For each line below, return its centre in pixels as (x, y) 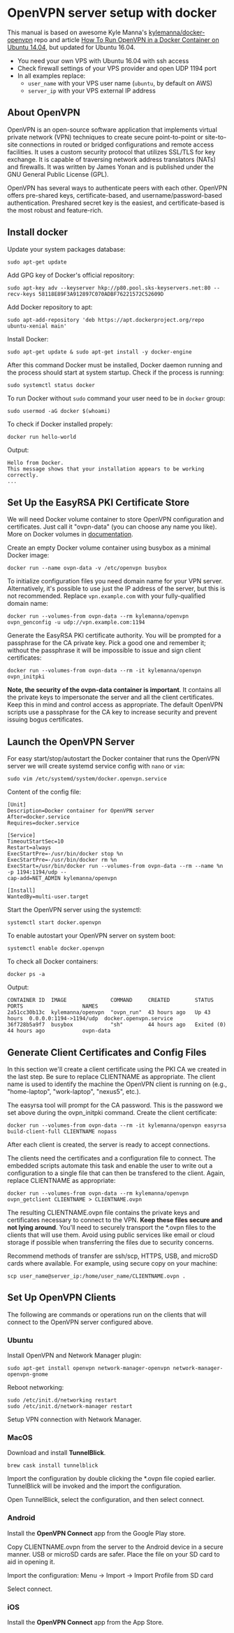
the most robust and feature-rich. (55, 210)
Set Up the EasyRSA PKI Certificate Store (98, 502)
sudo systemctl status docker (51, 385)
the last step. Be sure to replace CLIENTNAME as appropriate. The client (111, 1077)
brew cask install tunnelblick (53, 1466)
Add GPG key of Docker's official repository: (71, 275)
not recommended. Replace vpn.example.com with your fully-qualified (107, 596)
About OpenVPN (44, 113)
